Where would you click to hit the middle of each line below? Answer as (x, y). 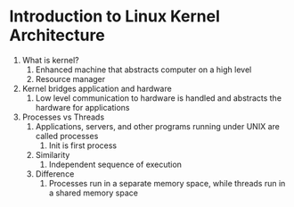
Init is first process (83, 145)
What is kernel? (50, 60)
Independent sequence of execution (115, 164)
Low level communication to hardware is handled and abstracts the (159, 98)
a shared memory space (93, 193)
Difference (55, 174)
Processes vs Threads (63, 117)
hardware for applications (82, 107)
